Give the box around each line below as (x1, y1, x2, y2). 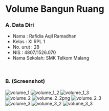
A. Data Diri (5, 22, 34, 29)
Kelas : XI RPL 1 (12, 39, 46, 45)
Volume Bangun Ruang (5, 3, 104, 15)
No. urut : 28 (12, 44, 40, 50)
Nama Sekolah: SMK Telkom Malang (12, 55, 90, 61)
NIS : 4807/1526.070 (12, 49, 56, 55)
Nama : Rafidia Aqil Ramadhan (12, 33, 77, 39)
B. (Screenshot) (5, 78, 45, 85)
